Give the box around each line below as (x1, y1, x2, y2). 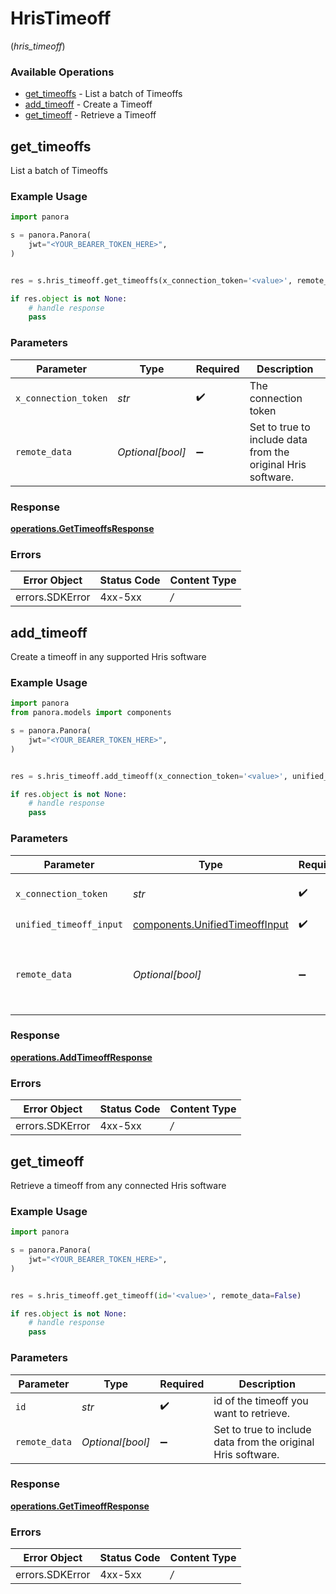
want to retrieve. (213, 1406, 291, 1420)
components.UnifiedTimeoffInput (132, 918, 289, 932)
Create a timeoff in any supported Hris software (10, 651, 207, 663)
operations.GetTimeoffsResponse (10, 522, 155, 534)
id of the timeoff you (213, 1393, 309, 1407)
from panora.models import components (10, 708, 172, 718)
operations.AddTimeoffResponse (10, 1051, 153, 1063)
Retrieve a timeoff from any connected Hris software (10, 1179, 227, 1191)
